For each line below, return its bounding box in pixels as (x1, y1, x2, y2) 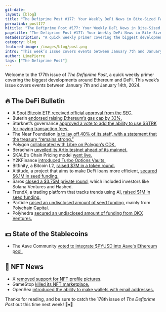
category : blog (5, 40, 37, 45)
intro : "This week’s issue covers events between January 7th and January (5, 49, 163, 54)
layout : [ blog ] (5, 12, 37, 17)
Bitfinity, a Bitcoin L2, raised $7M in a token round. (12, 162, 115, 169)
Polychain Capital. (12, 205, 49, 211)
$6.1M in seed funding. (12, 173, 59, 179)
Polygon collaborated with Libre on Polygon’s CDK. (12, 142, 116, 148)
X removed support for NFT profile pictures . (12, 276, 102, 282)
